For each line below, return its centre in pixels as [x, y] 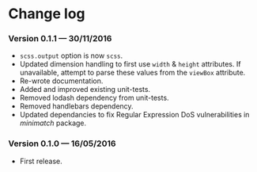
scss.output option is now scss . [71, 55]
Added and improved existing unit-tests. [85, 90]
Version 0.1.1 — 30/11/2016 [60, 39]
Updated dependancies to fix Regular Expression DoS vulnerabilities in [134, 115]
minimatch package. [53, 123]
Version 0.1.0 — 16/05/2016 [62, 143]
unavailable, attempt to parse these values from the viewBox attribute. [132, 73]
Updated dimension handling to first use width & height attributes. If [130, 64]
